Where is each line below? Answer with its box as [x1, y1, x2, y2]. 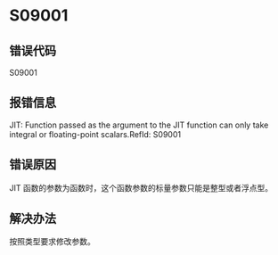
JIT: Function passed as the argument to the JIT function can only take [9, 119, 269, 130]
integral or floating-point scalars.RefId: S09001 [9, 128, 181, 139]
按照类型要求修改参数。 [9, 236, 95, 247]
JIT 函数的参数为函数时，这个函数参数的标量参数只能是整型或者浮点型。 [9, 182, 274, 193]
